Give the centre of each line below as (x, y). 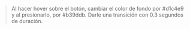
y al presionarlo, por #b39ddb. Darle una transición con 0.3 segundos (97, 15)
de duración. (27, 21)
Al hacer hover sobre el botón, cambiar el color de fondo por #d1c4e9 (97, 9)
